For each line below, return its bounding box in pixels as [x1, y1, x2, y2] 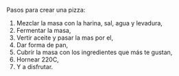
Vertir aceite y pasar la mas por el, [16, 34, 114, 42]
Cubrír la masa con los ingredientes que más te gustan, [16, 48, 173, 56]
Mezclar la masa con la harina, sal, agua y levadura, [16, 19, 163, 27]
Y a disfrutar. [16, 63, 53, 71]
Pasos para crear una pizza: [6, 6, 86, 14]
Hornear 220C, [16, 55, 59, 64]
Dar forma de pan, [16, 41, 69, 49]
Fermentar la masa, [16, 27, 71, 34]
